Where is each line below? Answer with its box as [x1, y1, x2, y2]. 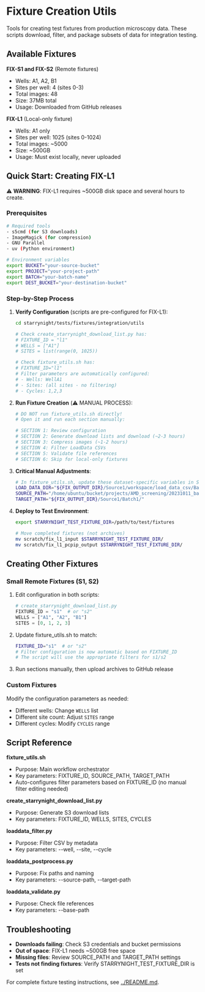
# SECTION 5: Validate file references [15, 450, 117, 457]
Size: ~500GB [15, 146, 51, 154]
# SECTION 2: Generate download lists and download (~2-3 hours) [15, 433, 185, 440]
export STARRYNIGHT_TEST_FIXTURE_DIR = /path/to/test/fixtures [15, 519, 175, 525]
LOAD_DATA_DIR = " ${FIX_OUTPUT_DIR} [15, 485, 103, 491]
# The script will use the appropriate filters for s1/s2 [15, 654, 166, 661]
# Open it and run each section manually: [15, 416, 125, 423]
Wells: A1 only [15, 127, 50, 134]
